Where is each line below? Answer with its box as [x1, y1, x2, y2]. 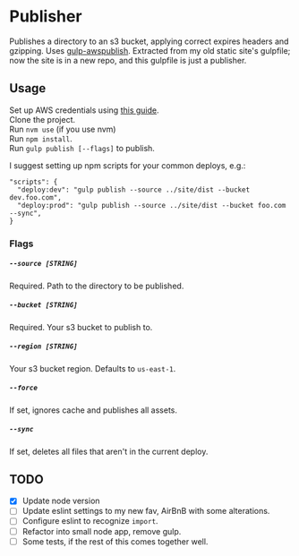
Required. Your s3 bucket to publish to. [9, 321, 153, 332]
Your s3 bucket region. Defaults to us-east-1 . [9, 363, 176, 373]
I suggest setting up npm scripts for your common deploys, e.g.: [9, 159, 246, 171]
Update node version [21, 495, 100, 507]
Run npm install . [9, 133, 73, 144]
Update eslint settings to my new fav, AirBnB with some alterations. [21, 506, 270, 517]
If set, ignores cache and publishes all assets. [9, 405, 177, 415]
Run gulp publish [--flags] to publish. [9, 142, 155, 153]
